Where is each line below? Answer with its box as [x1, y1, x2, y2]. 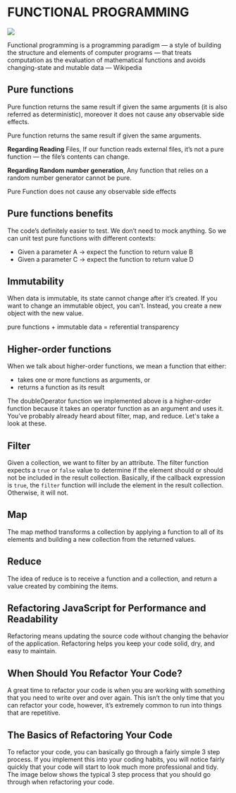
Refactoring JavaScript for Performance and [7, 603, 206, 615]
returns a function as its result [17, 383, 105, 392]
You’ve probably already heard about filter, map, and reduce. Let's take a [7, 412, 220, 420]
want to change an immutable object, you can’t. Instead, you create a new [7, 301, 222, 310]
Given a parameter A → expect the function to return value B [17, 248, 194, 256]
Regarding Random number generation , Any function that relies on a [7, 166, 209, 174]
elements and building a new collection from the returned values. [7, 535, 196, 543]
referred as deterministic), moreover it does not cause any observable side [7, 110, 225, 119]
